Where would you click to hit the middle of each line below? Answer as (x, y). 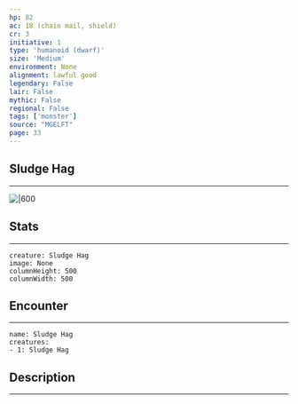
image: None (31, 263)
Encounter (39, 306)
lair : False (31, 91)
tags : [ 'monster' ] (43, 116)
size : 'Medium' (37, 59)
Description (42, 377)
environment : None (43, 67)
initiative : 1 (35, 42)
